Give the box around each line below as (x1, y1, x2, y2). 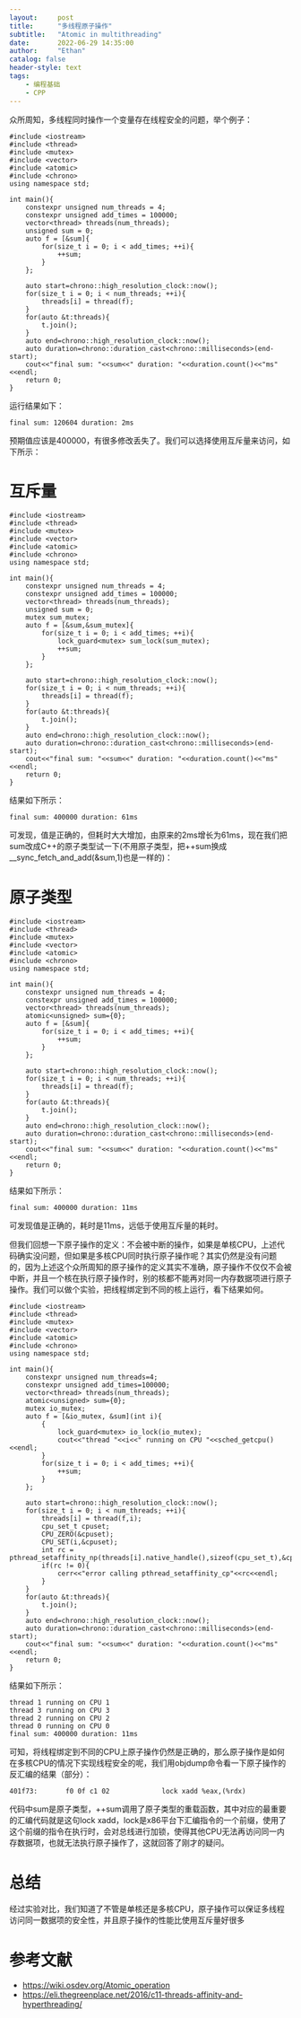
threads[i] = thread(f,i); (41, 1514, 142, 1523)
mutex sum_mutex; (25, 613, 90, 622)
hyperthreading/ (21, 1999, 82, 2010)
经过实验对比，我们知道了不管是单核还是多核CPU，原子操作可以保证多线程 (9, 1904, 285, 1915)
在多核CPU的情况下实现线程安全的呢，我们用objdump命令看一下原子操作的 (9, 1758, 287, 1768)
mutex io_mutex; (25, 1404, 87, 1414)
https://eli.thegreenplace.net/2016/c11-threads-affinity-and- (21, 1989, 244, 2000)
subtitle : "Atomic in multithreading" (9, 30, 163, 39)
